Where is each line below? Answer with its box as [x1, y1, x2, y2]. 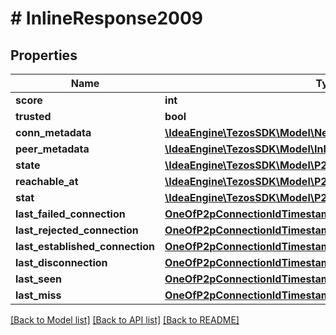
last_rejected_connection [15, 223, 139, 237]
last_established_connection [15, 240, 156, 253]
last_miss [15, 288, 62, 302]
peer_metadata [15, 142, 90, 156]
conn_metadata [15, 126, 92, 139]
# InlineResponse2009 [10, 7, 203, 30]
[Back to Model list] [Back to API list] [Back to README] [10, 314, 240, 326]
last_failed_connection [15, 207, 126, 221]
